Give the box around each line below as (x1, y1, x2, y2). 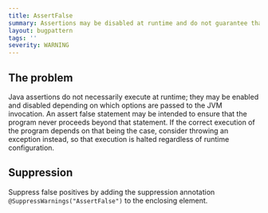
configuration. (8, 143, 54, 152)
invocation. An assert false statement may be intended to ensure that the (8, 108, 247, 118)
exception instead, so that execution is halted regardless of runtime (8, 134, 230, 144)
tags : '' (8, 34, 37, 42)
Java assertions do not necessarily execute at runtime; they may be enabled (8, 92, 259, 101)
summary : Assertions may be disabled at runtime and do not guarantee (8, 19, 248, 27)
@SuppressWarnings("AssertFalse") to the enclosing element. (8, 195, 208, 205)
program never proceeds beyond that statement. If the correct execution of (8, 117, 255, 127)
